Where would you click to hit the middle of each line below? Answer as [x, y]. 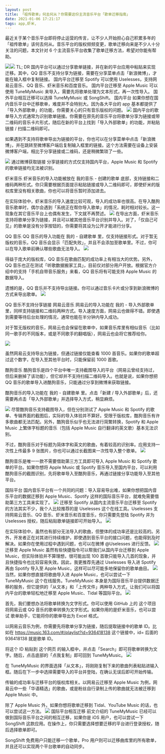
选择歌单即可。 [24, 730]
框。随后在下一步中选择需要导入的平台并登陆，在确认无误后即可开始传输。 [80, 672]
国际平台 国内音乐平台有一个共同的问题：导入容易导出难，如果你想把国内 [79, 490]
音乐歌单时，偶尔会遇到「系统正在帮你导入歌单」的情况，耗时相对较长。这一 [82, 207]
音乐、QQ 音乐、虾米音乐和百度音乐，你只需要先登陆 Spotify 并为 [88, 515]
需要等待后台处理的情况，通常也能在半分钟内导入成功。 [65, 317]
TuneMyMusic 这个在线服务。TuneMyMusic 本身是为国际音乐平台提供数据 [80, 581]
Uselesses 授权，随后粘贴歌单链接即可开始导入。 [55, 521]
